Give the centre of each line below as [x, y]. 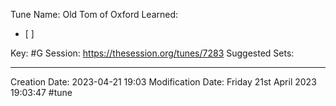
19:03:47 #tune [41, 92]
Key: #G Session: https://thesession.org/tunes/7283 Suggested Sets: [152, 53]
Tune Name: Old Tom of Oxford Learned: [94, 14]
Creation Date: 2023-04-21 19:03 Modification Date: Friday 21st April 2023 [163, 82]
